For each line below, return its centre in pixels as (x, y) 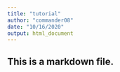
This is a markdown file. (61, 61)
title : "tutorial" (34, 14)
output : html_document (40, 33)
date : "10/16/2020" (36, 27)
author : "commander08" (40, 20)
